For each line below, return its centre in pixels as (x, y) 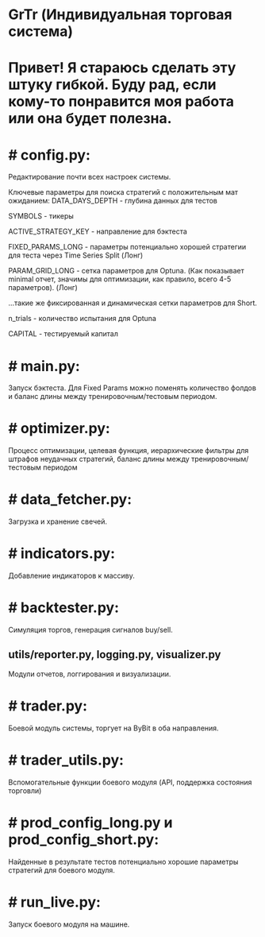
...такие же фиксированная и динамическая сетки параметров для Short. (133, 303)
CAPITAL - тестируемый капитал (63, 334)
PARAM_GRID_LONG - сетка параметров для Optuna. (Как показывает (126, 271)
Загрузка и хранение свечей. (58, 521)
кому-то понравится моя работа (121, 102)
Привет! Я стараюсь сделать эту (122, 68)
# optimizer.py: (60, 429)
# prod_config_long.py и (90, 822)
